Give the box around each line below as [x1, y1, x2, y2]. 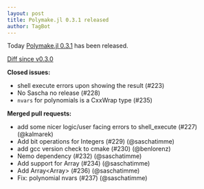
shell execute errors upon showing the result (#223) [16, 82, 165, 90]
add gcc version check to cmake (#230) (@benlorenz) [16, 145, 171, 153]
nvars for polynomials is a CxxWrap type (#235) [16, 96, 153, 104]
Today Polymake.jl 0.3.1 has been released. [7, 42, 128, 50]
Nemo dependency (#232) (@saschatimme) [16, 152, 142, 160]
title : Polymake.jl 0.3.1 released [7, 16, 109, 23]
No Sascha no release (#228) [16, 89, 101, 97]
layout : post [7, 10, 45, 17]
